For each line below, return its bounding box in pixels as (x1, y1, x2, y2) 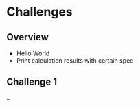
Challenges (6, 4, 73, 20)
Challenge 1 (6, 76, 58, 88)
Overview (6, 31, 49, 43)
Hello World (16, 49, 50, 57)
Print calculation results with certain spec (16, 57, 134, 65)
